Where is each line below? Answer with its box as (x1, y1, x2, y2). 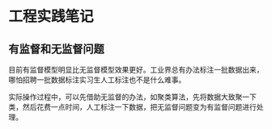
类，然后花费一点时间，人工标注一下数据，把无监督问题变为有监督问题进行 (8, 102, 257, 111)
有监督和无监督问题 (8, 42, 104, 56)
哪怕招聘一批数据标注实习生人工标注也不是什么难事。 (8, 75, 186, 85)
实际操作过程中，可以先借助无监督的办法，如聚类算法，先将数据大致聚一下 (8, 92, 257, 102)
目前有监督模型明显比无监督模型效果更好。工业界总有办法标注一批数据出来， (8, 65, 264, 74)
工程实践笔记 (8, 7, 95, 26)
